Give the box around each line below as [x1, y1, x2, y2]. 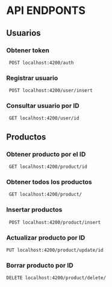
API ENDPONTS [6, 4, 86, 18]
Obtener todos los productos [6, 178, 92, 186]
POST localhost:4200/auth [8, 59, 74, 66]
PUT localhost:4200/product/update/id [6, 247, 104, 254]
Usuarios [6, 28, 41, 38]
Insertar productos [6, 206, 63, 214]
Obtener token [6, 46, 49, 55]
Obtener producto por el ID [6, 150, 86, 158]
